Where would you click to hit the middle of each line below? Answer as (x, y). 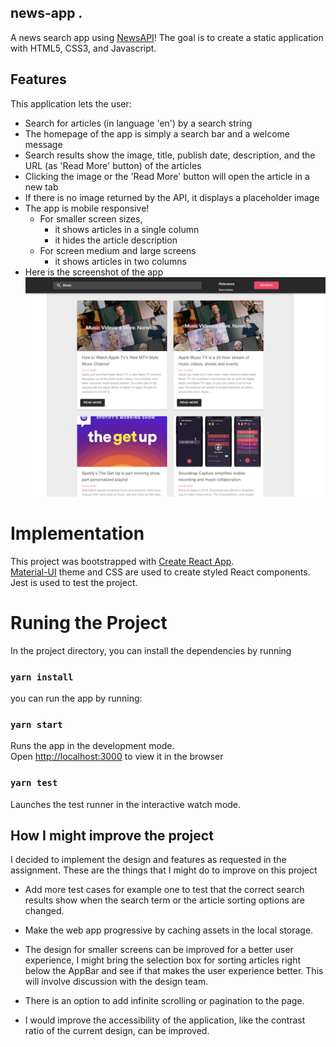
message (43, 144)
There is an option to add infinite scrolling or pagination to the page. (164, 1001)
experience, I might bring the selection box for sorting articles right (163, 960)
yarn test (34, 783)
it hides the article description (116, 240)
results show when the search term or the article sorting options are (164, 900)
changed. (44, 911)
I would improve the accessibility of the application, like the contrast (165, 1020)
